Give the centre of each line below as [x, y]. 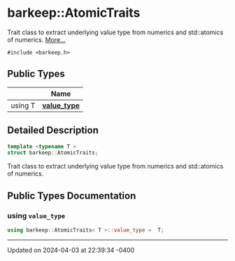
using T [23, 105]
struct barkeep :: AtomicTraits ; [53, 153]
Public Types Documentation [72, 196]
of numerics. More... [36, 39]
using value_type [36, 216]
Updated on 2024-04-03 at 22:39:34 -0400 [71, 250]
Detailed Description [53, 130]
